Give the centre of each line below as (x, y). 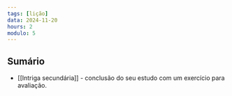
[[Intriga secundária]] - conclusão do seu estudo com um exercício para (121, 78)
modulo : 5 (22, 33)
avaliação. (32, 86)
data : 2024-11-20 (32, 20)
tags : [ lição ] (28, 14)
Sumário (26, 61)
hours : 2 (20, 26)
